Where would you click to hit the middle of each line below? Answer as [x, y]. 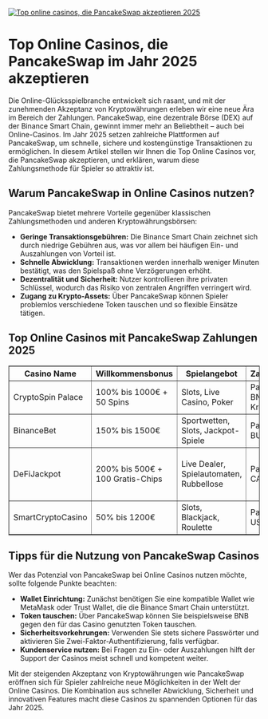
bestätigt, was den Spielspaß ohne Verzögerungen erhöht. [116, 271]
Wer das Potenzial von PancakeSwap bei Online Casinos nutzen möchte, [128, 575]
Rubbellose [202, 484]
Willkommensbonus [134, 373]
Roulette [197, 527]
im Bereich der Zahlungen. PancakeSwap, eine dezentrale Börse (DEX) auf [131, 117]
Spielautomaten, [212, 473]
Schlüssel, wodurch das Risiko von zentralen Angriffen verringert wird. [136, 287]
